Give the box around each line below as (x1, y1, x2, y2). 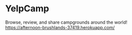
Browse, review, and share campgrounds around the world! (5, 19, 127, 25)
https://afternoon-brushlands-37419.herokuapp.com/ (5, 24, 115, 30)
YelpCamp (5, 3, 49, 14)
